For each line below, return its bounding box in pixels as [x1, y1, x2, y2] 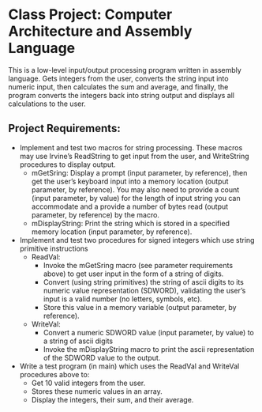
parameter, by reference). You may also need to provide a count [31, 184, 240, 195]
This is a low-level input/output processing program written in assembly [8, 65, 242, 74]
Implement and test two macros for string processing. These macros [19, 142, 243, 152]
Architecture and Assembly [8, 22, 193, 40]
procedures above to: [19, 369, 90, 379]
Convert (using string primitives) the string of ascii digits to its [43, 277, 245, 286]
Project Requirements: [8, 122, 121, 135]
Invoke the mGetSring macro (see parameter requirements [43, 260, 234, 270]
